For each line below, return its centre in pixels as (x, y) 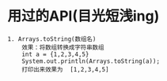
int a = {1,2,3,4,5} (55, 54)
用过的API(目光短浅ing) (83, 16)
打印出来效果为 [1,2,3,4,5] (65, 69)
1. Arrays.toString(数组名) (52, 39)
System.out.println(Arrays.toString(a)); (91, 61)
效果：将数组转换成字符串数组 (63, 47)
